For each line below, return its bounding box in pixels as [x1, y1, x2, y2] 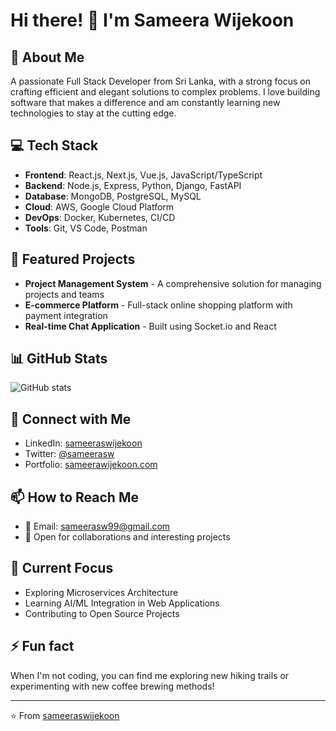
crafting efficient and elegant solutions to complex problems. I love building [10, 86, 321, 98]
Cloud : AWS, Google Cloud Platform [24, 200, 175, 213]
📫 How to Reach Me [10, 489, 139, 506]
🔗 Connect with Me [10, 410, 132, 428]
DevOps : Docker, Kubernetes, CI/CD [24, 211, 176, 223]
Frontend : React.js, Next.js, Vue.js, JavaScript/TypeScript [24, 169, 263, 181]
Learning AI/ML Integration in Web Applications [24, 597, 220, 609]
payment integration [24, 309, 108, 321]
